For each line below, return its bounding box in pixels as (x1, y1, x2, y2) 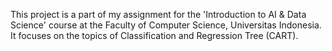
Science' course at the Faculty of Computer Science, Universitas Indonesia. (10, 19, 322, 31)
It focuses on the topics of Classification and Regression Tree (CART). (10, 30, 299, 41)
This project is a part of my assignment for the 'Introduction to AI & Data (10, 9, 307, 20)
